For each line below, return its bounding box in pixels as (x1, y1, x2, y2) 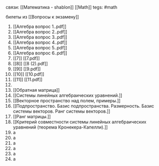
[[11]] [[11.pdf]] (12, 77, 43, 82)
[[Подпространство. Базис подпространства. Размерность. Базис (12, 103, 155, 109)
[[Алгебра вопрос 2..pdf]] (12, 29, 68, 34)
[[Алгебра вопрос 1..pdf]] (12, 23, 67, 29)
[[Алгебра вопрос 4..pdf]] (12, 39, 68, 45)
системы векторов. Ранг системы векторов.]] (12, 108, 111, 114)
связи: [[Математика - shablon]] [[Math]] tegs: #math (5, 4, 118, 10)
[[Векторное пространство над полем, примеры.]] (12, 98, 121, 104)
